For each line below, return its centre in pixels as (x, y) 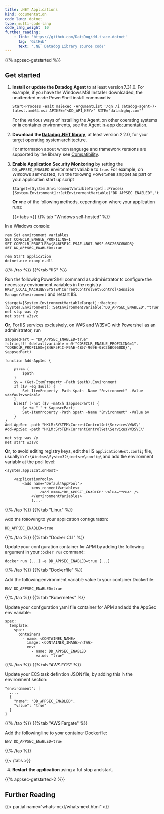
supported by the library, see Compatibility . (55, 154)
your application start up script (43, 180)
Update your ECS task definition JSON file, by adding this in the (69, 674)
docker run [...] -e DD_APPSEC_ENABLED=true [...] (58, 561)
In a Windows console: (28, 226)
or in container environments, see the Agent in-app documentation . (80, 125)
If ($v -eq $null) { (35, 387)
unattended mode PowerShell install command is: (62, 98)
